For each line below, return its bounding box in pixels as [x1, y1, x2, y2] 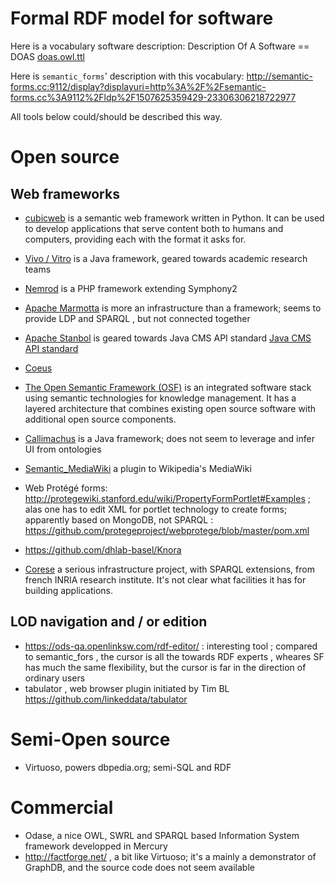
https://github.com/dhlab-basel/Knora [24, 543, 182, 556]
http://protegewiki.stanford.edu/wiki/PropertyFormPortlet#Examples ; [24, 492, 311, 504]
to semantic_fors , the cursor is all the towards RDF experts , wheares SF [24, 650, 325, 662]
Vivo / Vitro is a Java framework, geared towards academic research [24, 252, 308, 264]
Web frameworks [10, 185, 120, 202]
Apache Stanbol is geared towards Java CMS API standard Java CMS [24, 332, 312, 344]
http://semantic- [246, 70, 313, 82]
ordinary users [24, 672, 86, 684]
